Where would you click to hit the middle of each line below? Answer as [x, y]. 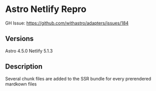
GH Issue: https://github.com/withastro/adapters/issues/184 [67, 23]
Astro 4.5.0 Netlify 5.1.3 [29, 50]
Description [24, 67]
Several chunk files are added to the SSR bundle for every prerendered [78, 78]
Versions [19, 39]
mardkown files [21, 84]
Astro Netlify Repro [46, 9]
